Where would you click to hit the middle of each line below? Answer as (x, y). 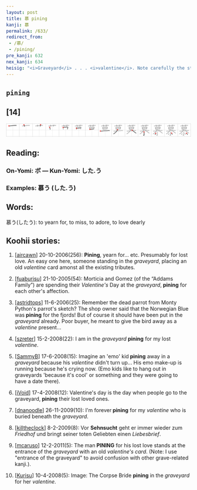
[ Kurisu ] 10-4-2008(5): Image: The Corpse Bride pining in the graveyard (102, 475)
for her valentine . (35, 482)
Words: (20, 207)
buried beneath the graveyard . (52, 417)
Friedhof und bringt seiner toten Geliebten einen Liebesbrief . (88, 434)
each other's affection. (42, 291)
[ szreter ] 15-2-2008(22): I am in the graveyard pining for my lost (93, 339)
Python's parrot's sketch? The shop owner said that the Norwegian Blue (101, 309)
